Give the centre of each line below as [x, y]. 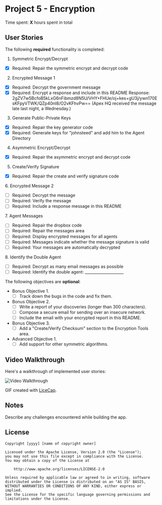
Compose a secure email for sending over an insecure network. [82, 312]
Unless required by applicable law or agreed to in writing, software [78, 477]
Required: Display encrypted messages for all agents [65, 236]
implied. [14, 490]
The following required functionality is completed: [55, 49]
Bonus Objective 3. [31, 323]
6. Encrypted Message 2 [29, 186]
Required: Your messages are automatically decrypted [66, 247]
